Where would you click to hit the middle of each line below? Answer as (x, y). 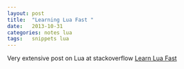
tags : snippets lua (38, 39)
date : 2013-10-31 (35, 26)
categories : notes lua (40, 32)
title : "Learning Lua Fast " (51, 20)
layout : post (26, 13)
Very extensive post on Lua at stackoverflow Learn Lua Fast (92, 58)
